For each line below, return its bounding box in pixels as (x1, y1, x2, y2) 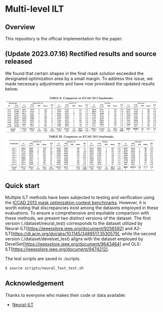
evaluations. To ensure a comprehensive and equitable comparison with (5, 210, 149, 216)
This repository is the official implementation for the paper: (5, 36, 123, 41)
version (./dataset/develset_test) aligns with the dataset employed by (5, 236, 144, 242)
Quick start (5, 181, 40, 190)
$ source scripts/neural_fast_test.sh (5, 266, 84, 271)
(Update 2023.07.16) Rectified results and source (5, 50, 157, 58)
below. (5, 86, 18, 92)
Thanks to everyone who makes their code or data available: (5, 292, 127, 298)
